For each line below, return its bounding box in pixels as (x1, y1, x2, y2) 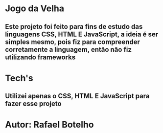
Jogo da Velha (5, 3, 65, 14)
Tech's (5, 72, 33, 84)
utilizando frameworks (5, 53, 76, 61)
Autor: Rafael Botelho (5, 119, 94, 130)
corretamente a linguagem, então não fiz (5, 45, 132, 54)
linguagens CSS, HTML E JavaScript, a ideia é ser (5, 30, 158, 38)
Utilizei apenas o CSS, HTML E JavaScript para (5, 92, 150, 100)
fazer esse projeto (5, 100, 62, 108)
